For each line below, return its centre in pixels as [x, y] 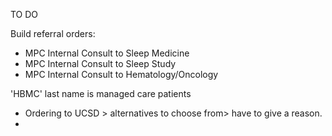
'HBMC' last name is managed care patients [101, 93]
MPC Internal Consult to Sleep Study [100, 63]
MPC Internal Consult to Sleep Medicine [107, 53]
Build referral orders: [53, 33]
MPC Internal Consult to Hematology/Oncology [121, 74]
